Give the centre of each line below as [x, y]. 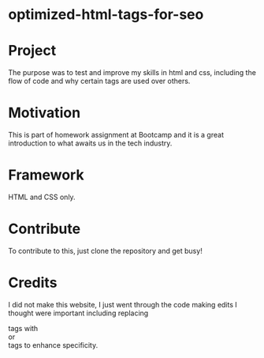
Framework [46, 175]
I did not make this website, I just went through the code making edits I [123, 304]
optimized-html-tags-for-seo [106, 15]
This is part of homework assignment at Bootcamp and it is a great [116, 135]
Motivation [45, 113]
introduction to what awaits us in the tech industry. [90, 143]
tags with [23, 328]
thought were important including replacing [78, 313]
